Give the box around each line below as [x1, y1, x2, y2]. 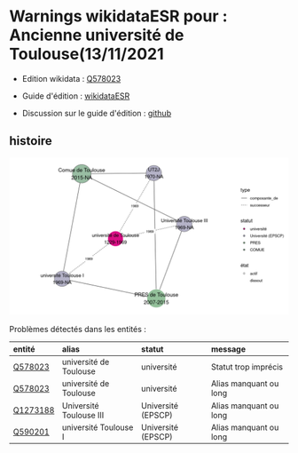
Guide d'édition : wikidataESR [21, 91, 130, 101]
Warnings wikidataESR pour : [9, 6, 228, 27]
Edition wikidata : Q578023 [21, 73, 122, 83]
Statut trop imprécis [211, 362, 284, 372]
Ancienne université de [9, 25, 184, 45]
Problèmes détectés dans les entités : [9, 324, 146, 335]
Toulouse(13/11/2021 [9, 44, 164, 64]
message [211, 344, 247, 354]
